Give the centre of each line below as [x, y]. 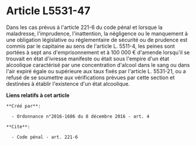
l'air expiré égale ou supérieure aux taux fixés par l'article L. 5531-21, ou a [96, 71]
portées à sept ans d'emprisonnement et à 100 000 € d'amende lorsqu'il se [98, 52]
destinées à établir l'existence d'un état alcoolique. [68, 83]
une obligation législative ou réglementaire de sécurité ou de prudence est [97, 40]
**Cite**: [18, 126]
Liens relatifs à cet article [38, 95]
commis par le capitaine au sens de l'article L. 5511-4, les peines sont [91, 46]
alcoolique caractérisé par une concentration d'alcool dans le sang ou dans [98, 65]
